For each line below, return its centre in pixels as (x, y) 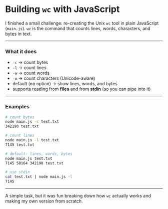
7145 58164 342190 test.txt (34, 163)
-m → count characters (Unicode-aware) (54, 78)
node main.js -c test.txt (32, 122)
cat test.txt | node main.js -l (39, 177)
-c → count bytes (30, 62)
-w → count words (31, 73)
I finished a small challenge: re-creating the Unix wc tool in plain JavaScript (82, 23)
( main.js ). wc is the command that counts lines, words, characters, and (78, 28)
